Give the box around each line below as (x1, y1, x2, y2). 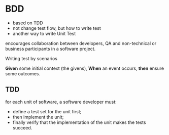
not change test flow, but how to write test (12, 25, 102, 31)
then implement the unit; (12, 114, 64, 120)
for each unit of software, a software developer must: (5, 99, 117, 105)
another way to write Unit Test (12, 30, 76, 36)
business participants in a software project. (5, 46, 96, 52)
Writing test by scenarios (5, 55, 57, 61)
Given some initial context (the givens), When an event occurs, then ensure (5, 65, 164, 71)
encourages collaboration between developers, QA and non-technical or (5, 40, 157, 46)
